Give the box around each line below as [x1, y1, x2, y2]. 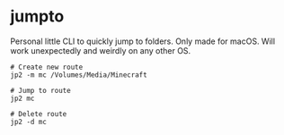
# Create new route [10, 63, 84, 72]
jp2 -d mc [10, 117, 48, 126]
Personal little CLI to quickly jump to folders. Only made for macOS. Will [10, 36, 276, 46]
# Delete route [10, 109, 67, 118]
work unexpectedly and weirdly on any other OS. [10, 45, 191, 55]
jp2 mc [10, 94, 35, 103]
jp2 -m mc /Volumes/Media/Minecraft [10, 70, 147, 80]
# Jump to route [10, 86, 71, 95]
